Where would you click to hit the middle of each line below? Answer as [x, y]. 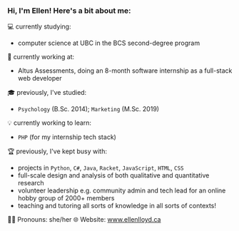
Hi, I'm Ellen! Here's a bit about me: [69, 11]
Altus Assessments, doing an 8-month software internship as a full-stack [125, 71]
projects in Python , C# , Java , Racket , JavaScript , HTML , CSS [101, 168]
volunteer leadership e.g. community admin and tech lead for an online [122, 190]
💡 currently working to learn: [49, 123]
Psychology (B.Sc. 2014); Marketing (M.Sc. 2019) [88, 109]
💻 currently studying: [39, 26]
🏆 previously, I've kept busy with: [57, 151]
